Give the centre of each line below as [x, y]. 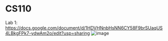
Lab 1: [11, 22]
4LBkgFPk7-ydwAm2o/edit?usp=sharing [48, 33]
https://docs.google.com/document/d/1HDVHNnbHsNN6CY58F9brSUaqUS [84, 27]
